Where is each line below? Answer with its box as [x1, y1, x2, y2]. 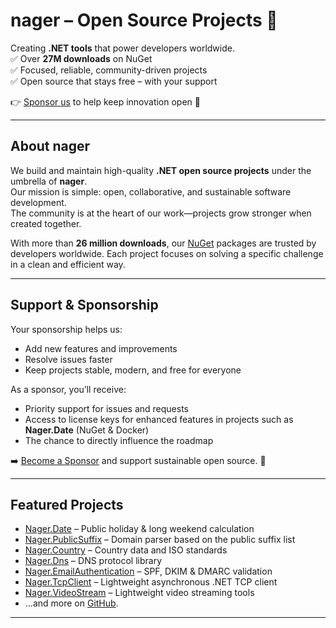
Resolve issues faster [24, 353, 113, 365]
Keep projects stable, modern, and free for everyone [24, 364, 242, 376]
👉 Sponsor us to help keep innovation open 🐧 [10, 95, 201, 108]
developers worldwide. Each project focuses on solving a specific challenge [10, 247, 324, 259]
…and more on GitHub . [24, 597, 119, 609]
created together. [10, 217, 82, 229]
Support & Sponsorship [10, 297, 159, 314]
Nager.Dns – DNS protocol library [24, 555, 163, 567]
